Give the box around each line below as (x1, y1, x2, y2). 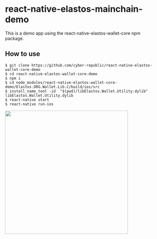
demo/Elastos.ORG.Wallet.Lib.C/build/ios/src (5, 84, 100, 89)
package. (5, 35, 24, 41)
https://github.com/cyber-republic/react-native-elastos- (31, 63, 153, 68)
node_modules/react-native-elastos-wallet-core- (16, 80, 118, 85)
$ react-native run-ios (5, 102, 54, 106)
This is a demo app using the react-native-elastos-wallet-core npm (5, 30, 141, 36)
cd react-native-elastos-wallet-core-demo (9, 71, 98, 76)
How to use (5, 50, 40, 58)
